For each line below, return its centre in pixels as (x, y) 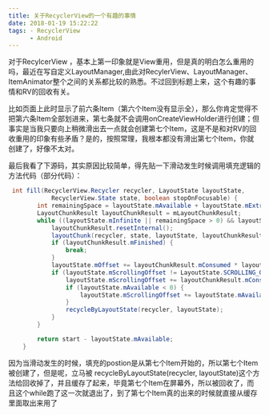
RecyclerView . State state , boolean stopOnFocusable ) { (145, 198)
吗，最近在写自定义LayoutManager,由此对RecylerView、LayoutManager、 (130, 72)
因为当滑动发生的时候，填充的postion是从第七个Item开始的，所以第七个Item (133, 363)
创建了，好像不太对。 (43, 149)
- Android (46, 38)
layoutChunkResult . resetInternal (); (112, 228)
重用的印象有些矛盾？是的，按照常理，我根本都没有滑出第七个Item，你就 (134, 139)
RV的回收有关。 (48, 92)
